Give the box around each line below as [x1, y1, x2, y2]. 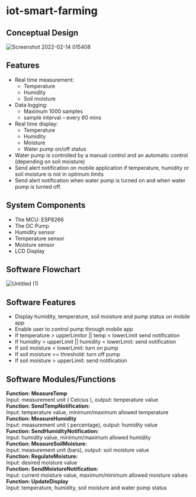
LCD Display [14, 247, 45, 254]
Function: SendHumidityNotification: [6, 428, 99, 435]
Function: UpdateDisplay [6, 478, 69, 485]
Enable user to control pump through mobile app [14, 325, 133, 333]
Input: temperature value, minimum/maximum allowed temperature [6, 409, 169, 416]
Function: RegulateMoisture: [6, 453, 78, 460]
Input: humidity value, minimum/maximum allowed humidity [6, 434, 151, 441]
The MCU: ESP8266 [14, 216, 64, 223]
